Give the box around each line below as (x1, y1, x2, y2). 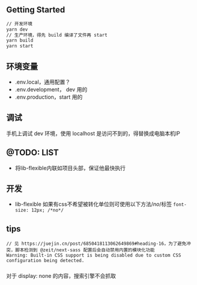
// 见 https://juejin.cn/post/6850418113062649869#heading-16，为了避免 (6, 241, 187, 247)
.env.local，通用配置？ (14, 78, 71, 85)
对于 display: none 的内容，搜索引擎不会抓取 (6, 272, 116, 280)
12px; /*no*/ (31, 207, 64, 213)
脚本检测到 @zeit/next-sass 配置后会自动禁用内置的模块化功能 (14, 247, 155, 253)
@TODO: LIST (6, 147, 59, 158)
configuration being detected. (6, 258, 85, 264)
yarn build (6, 37, 34, 44)
